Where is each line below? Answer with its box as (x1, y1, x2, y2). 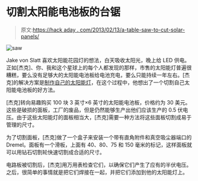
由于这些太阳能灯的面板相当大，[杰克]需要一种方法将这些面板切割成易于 (16, 113, 192, 120)
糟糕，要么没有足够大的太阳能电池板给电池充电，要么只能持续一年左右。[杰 (6, 71, 190, 78)
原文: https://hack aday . (20, 26, 79, 33)
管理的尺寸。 (6, 121, 37, 128)
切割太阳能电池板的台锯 (6, 5, 121, 19)
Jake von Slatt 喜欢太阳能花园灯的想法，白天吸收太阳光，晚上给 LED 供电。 (6, 56, 190, 63)
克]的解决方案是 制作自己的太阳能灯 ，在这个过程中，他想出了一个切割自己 (6, 78, 185, 86)
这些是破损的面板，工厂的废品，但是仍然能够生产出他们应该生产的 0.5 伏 (6, 106, 183, 113)
